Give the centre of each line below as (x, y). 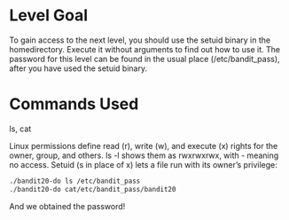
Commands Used (74, 104)
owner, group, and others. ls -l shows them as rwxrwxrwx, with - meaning (144, 155)
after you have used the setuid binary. (78, 68)
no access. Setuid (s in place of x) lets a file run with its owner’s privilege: (143, 164)
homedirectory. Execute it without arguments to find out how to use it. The (145, 49)
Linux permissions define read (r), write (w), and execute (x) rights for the (144, 145)
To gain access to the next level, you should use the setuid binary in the (140, 40)
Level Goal (49, 16)
